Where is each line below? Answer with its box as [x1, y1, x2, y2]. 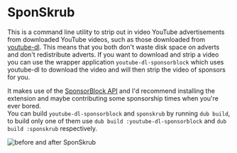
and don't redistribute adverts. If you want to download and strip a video [7, 50, 219, 59]
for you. [7, 72, 31, 81]
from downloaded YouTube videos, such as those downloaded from [7, 35, 206, 43]
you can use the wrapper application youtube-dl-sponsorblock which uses [7, 57, 224, 66]
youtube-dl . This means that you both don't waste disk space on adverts [7, 42, 220, 51]
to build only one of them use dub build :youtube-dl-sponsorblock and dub [7, 116, 227, 125]
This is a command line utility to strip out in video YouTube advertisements [7, 28, 225, 36]
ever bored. [7, 101, 41, 110]
